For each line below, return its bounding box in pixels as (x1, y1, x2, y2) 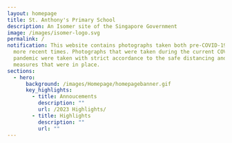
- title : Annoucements (32, 93, 97, 100)
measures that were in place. (13, 61, 100, 68)
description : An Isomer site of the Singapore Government (7, 23, 177, 30)
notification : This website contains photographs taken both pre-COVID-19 (7, 42, 227, 49)
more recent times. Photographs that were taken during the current (13, 49, 215, 56)
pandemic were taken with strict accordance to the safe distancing (13, 55, 215, 62)
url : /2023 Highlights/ (37, 106, 107, 113)
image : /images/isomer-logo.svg (7, 29, 100, 36)
